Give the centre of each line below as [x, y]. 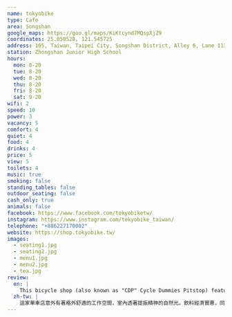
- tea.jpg [27, 271]
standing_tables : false [41, 188]
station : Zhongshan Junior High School [65, 53]
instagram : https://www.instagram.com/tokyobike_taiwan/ [91, 219]
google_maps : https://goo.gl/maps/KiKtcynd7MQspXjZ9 [85, 33]
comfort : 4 [23, 129]
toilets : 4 [23, 168]
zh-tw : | [26, 297]
